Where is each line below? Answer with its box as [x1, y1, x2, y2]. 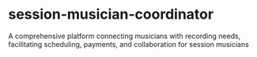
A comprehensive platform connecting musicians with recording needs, [8, 31, 241, 41]
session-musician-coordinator [8, 5, 214, 23]
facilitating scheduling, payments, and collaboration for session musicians [8, 39, 249, 48]
